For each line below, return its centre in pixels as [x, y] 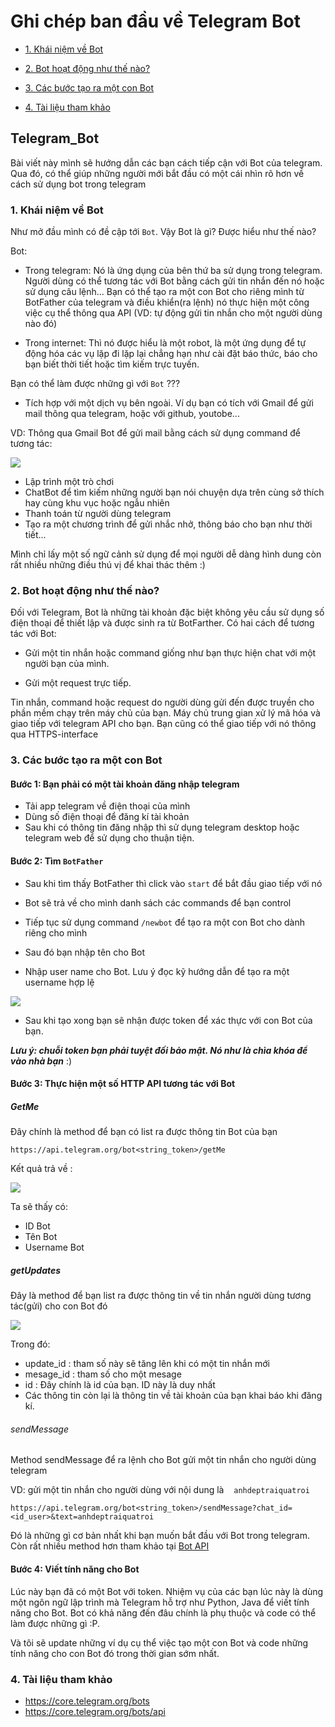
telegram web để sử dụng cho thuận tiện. [109, 838]
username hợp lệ [59, 982]
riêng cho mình [56, 932]
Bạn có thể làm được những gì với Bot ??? [95, 384]
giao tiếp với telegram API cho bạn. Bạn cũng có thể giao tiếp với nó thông [163, 724]
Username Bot [54, 1247]
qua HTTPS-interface [54, 734]
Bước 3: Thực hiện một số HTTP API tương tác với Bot [123, 1084]
